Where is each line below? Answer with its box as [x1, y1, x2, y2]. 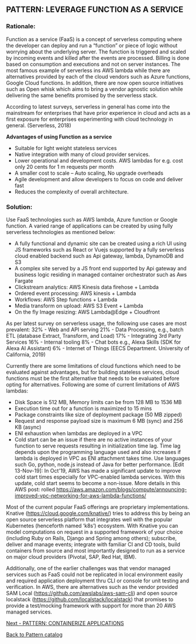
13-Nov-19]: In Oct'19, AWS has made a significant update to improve [14, 467, 181, 474]
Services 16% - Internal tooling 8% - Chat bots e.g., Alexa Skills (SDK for [6, 338, 181, 345]
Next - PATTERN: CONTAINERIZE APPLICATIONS [6, 619, 124, 626]
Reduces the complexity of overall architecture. [14, 188, 129, 195]
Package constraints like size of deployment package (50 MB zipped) [14, 411, 183, 418]
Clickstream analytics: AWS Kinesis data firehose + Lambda [14, 283, 159, 290]
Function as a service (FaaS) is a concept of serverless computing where [6, 35, 183, 43]
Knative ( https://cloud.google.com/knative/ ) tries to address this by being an [6, 510, 190, 517]
